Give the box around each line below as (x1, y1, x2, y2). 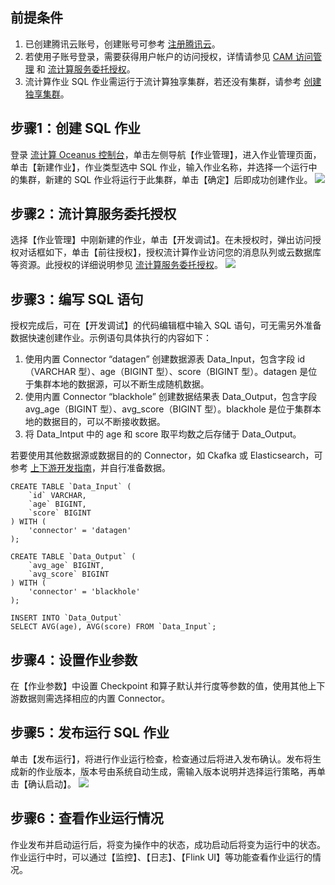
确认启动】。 (27, 778, 77, 790)
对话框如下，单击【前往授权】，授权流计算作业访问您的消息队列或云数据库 (18, 246, 322, 258)
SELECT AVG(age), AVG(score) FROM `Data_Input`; (10, 622, 217, 632)
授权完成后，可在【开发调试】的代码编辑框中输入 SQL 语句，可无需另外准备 (10, 319, 322, 332)
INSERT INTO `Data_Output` (10, 613, 123, 623)
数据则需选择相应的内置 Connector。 (18, 693, 171, 705)
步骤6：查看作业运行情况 (10, 810, 164, 827)
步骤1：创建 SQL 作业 (10, 120, 141, 137)
